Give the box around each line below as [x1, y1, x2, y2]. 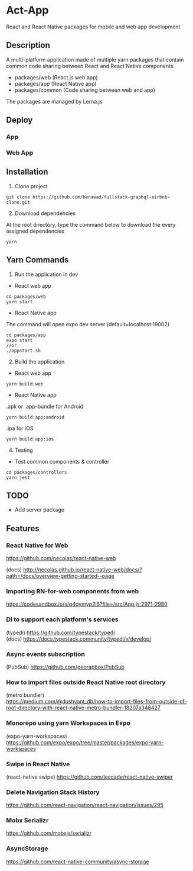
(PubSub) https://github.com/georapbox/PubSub [6, 664, 125, 670]
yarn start [6, 298, 33, 305]
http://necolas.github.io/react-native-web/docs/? [23, 566, 143, 573]
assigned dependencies [6, 227, 65, 234]
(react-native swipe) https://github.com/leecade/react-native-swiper [6, 773, 173, 780]
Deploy [6, 115, 33, 125]
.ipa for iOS [6, 425, 34, 432]
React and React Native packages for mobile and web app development [6, 23, 181, 30]
